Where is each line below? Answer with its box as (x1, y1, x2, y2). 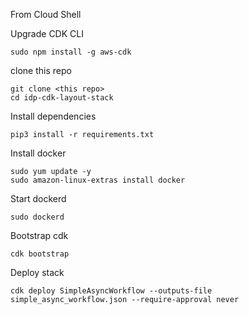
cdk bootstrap (10, 249, 70, 259)
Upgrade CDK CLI (10, 28, 84, 39)
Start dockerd (10, 193, 67, 204)
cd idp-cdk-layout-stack (10, 93, 114, 103)
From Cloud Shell (10, 9, 82, 20)
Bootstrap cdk (10, 230, 69, 241)
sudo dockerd (10, 212, 65, 222)
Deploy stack (10, 267, 65, 278)
